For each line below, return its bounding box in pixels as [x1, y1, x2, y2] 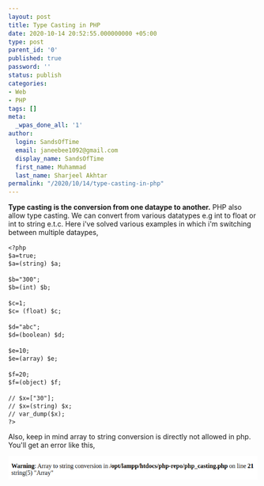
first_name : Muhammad [15, 163, 87, 171]
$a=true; [8, 252, 37, 260]
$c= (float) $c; [8, 307, 62, 316]
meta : [8, 113, 26, 121]
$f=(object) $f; [8, 378, 62, 387]
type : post [8, 38, 44, 46]
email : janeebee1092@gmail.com [15, 146, 119, 154]
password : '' [8, 63, 51, 71]
